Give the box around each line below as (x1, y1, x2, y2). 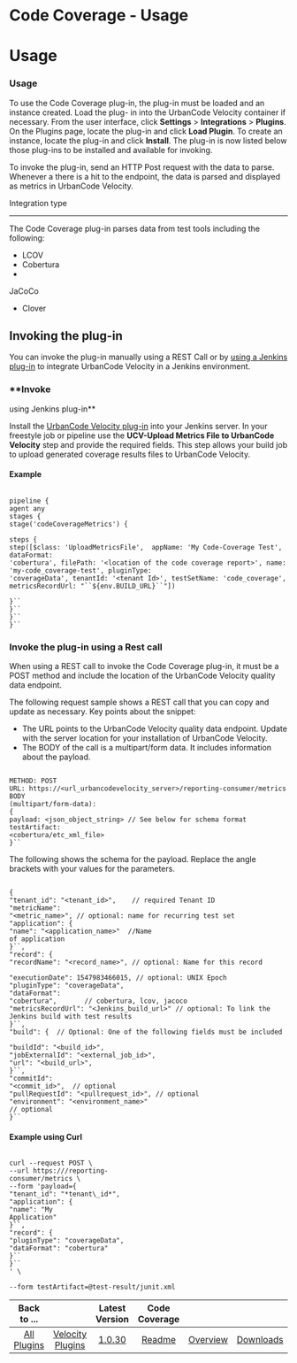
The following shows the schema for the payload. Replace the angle (9, 854, 256, 865)
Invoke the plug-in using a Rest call (9, 641, 164, 653)
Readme (141, 1334, 177, 1346)
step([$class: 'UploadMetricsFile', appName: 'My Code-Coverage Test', (9, 543, 283, 551)
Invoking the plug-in (9, 328, 124, 343)
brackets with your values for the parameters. (9, 864, 175, 874)
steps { (9, 535, 38, 544)
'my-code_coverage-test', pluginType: (9, 566, 152, 575)
